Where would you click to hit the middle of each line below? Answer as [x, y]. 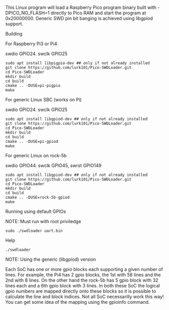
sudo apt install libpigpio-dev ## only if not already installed [78, 63]
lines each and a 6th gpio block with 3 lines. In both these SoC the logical [83, 286]
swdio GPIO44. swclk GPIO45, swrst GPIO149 [54, 166]
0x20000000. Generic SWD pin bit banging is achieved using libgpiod [79, 18]
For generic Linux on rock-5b [36, 156]
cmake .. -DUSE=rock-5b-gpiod [38, 197]
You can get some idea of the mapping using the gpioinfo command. [78, 302]
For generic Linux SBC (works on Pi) [44, 99]
